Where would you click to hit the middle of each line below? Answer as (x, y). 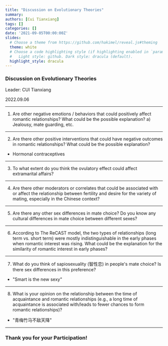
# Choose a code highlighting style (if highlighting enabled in (79, 52)
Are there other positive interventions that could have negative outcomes (87, 139)
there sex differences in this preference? (54, 269)
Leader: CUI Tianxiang (28, 90)
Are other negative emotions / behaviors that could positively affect (82, 114)
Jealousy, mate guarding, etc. (43, 124)
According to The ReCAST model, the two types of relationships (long (84, 233)
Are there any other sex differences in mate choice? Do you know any (84, 213)
